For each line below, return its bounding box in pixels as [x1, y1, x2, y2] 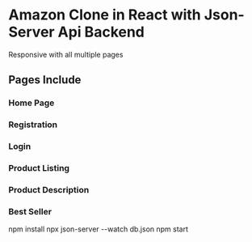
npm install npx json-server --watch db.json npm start [8, 224, 188, 234]
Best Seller [8, 206, 52, 217]
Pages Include [8, 73, 82, 87]
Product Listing [8, 163, 70, 174]
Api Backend [57, 23, 145, 41]
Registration [8, 119, 58, 130]
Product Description [8, 184, 90, 195]
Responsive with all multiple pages [8, 49, 124, 59]
